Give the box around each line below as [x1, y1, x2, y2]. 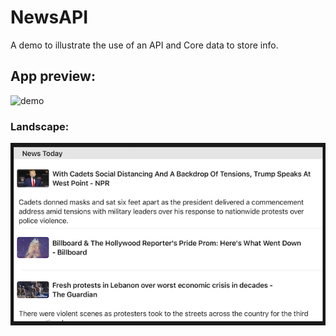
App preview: [10, 68, 96, 85]
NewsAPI [10, 6, 89, 29]
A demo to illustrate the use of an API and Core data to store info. [10, 39, 279, 51]
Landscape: [10, 119, 70, 133]
